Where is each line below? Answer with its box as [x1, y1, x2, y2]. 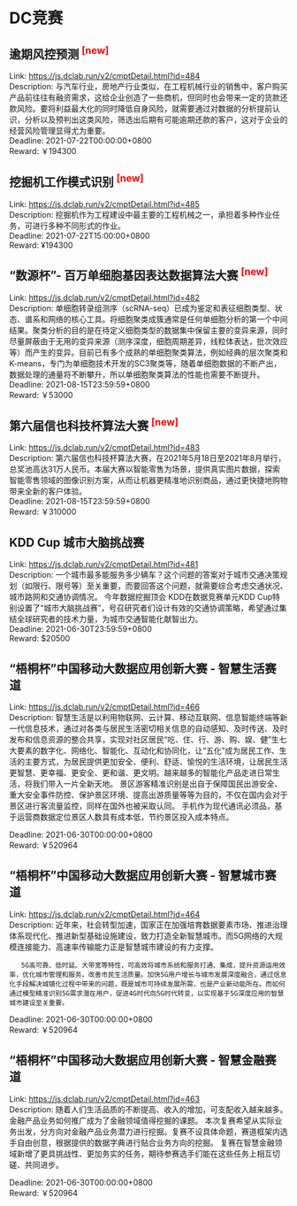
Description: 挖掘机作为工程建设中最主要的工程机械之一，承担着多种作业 [9, 209, 272, 219]
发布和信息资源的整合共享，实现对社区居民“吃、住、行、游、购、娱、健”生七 [9, 734, 287, 745]
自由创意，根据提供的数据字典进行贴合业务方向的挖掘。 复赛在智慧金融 [16, 1137, 275, 1148]
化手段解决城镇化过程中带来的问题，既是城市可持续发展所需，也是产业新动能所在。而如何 [9, 979, 286, 988]
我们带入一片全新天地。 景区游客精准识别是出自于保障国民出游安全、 [32, 779, 283, 789]
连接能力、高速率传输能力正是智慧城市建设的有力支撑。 [16, 941, 218, 952]
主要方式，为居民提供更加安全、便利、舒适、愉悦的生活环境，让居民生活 [24, 757, 288, 767]
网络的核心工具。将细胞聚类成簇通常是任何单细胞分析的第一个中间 [47, 313, 288, 324]
